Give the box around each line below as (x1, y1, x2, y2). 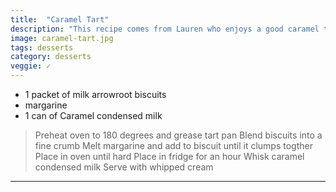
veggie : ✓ (10, 61, 52, 71)
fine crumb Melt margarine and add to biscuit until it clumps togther (34, 140, 313, 151)
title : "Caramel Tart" (10, 14, 110, 25)
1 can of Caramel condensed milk (24, 110, 163, 121)
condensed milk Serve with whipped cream (34, 161, 214, 173)
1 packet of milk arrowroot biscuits (24, 89, 167, 100)
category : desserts (10, 52, 92, 62)
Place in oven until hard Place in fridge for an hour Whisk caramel (34, 151, 305, 162)
